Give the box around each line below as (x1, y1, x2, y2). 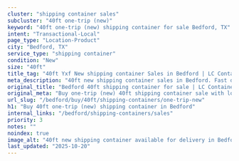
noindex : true (7, 130, 50, 137)
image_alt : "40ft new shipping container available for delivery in (7, 136, 215, 143)
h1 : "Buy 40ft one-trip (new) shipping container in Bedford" (7, 103, 196, 110)
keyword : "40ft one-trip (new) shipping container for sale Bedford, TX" (7, 24, 231, 31)
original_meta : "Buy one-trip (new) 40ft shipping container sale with (7, 90, 224, 97)
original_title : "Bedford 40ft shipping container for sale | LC (7, 83, 205, 90)
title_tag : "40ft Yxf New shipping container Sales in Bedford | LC (7, 70, 215, 77)
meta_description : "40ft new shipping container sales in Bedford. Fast (7, 76, 228, 84)
